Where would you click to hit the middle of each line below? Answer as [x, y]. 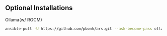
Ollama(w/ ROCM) [24, 19]
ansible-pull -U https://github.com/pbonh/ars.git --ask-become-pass [79, 29]
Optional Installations [39, 8]
